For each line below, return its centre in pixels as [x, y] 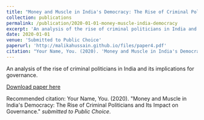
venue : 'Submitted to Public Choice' [54, 40]
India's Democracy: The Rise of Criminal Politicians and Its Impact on [92, 105]
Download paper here [33, 87]
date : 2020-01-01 [28, 35]
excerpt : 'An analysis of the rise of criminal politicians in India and [102, 29]
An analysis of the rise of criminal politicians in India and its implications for [100, 68]
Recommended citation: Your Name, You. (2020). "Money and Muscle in [97, 98]
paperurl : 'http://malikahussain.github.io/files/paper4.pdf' [87, 46]
